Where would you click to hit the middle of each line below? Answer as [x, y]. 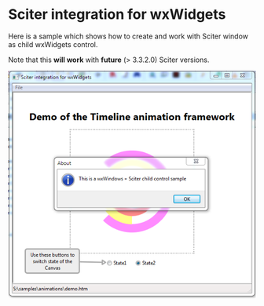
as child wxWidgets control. [53, 44]
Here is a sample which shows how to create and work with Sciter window [128, 36]
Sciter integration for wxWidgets [117, 15]
